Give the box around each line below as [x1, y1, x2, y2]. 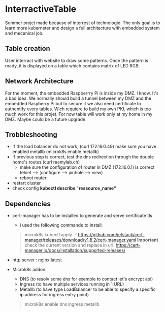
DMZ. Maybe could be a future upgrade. [5, 116, 87, 122]
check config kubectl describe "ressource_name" [12, 186, 117, 191]
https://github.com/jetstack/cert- [78, 232, 145, 238]
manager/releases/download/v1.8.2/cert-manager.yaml [24, 237, 136, 243]
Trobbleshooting [5, 130, 58, 139]
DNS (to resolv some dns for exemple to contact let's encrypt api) [19, 276, 153, 282]
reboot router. [19, 175, 48, 181]
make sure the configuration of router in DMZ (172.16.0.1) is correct [19, 164, 155, 170]
